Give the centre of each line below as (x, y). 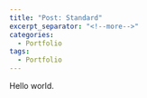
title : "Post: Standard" (56, 18)
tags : (19, 52)
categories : (32, 34)
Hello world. (32, 86)
